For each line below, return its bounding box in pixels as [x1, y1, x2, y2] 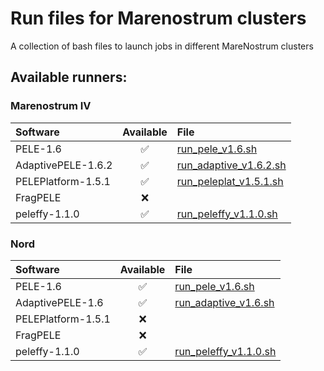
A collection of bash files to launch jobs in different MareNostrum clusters [10, 40, 314, 52]
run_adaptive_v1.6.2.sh [176, 158, 287, 172]
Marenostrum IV [10, 99, 92, 113]
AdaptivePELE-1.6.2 [15, 158, 113, 172]
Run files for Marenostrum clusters [10, 7, 307, 30]
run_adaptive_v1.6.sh [174, 295, 275, 309]
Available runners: [10, 69, 128, 86]
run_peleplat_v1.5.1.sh [176, 174, 284, 188]
